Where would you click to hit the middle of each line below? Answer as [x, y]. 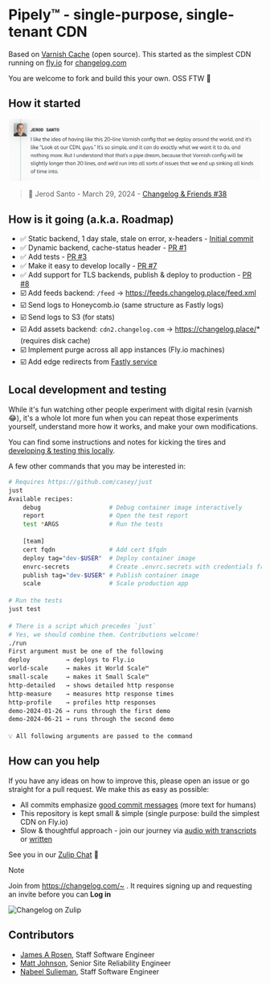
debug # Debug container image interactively [133, 507]
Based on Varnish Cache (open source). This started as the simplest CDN [130, 54]
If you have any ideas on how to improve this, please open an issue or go [129, 781]
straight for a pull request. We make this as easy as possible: [109, 789]
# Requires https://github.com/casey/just [80, 482]
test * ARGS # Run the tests [93, 524]
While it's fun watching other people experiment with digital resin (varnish [131, 409]
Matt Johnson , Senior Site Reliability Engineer [95, 963]
